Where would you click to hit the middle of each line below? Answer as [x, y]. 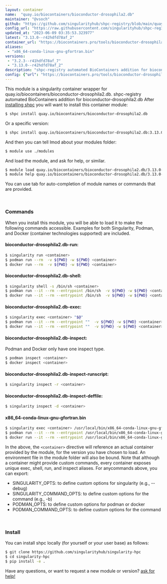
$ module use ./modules [30, 151]
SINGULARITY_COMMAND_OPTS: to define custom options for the [81, 493]
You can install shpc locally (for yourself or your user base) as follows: [77, 543]
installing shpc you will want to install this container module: [67, 105]
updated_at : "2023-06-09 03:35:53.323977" [50, 33]
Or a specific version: [27, 123]
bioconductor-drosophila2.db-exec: [43, 306]
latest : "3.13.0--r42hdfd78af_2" [40, 38]
